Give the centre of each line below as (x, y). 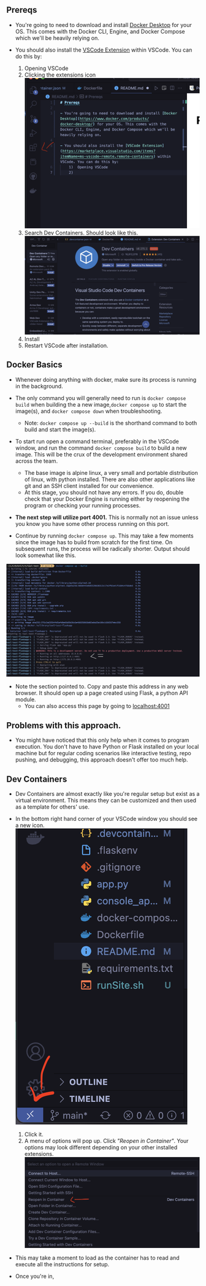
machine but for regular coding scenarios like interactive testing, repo (103, 753)
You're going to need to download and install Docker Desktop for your (103, 25)
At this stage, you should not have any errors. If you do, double (104, 492)
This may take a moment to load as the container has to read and (97, 1258)
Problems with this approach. (64, 726)
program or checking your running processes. (82, 505)
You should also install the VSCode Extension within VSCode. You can (104, 50)
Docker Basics (34, 365)
